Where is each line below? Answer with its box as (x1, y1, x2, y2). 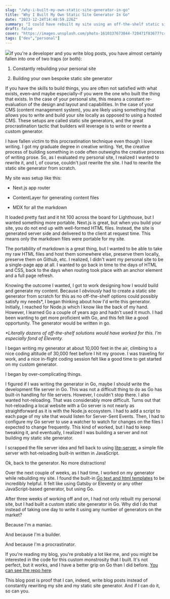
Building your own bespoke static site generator (12, 75, 113, 81)
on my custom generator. (5, 361, 58, 367)
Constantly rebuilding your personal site (12, 65, 96, 72)
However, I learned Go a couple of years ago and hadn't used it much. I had (5, 309, 163, 315)
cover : (5, 31, 19, 36)
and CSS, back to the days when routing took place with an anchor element (5, 267, 163, 273)
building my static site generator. (5, 435, 73, 441)
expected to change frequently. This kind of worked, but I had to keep (5, 424, 151, 430)
